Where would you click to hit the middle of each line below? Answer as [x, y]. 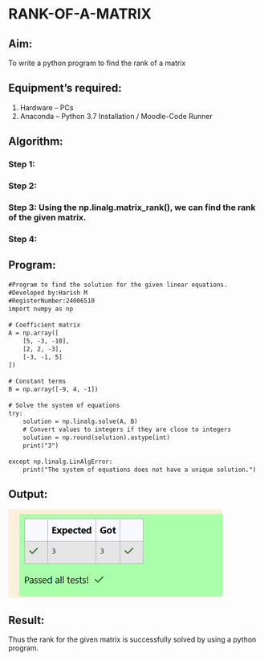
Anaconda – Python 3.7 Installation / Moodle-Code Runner [116, 116]
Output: [28, 494]
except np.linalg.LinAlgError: [61, 462]
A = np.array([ [34, 333]
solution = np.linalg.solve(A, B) [80, 421]
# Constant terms [37, 381]
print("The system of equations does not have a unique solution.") [140, 470]
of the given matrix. [47, 217]
